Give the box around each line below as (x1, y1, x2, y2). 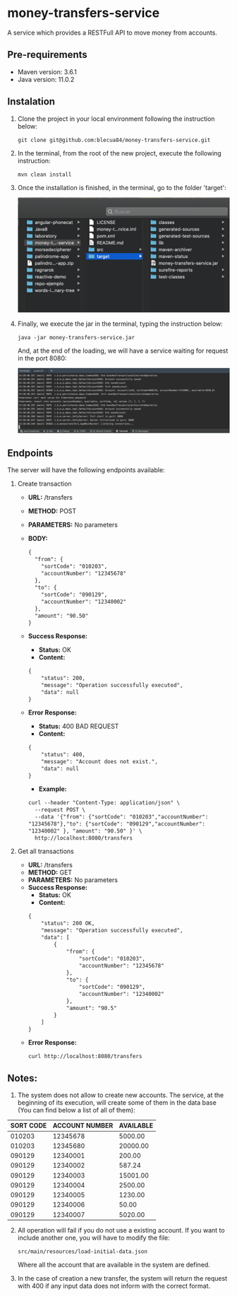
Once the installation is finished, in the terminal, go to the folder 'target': (17, 183, 227, 192)
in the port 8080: (17, 353, 67, 362)
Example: (38, 785, 67, 793)
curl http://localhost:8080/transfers (28, 1053, 142, 1060)
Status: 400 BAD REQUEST (38, 722, 119, 731)
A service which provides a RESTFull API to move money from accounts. (7, 28, 217, 37)
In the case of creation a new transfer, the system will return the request (17, 1274, 228, 1283)
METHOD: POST (28, 507, 77, 515)
